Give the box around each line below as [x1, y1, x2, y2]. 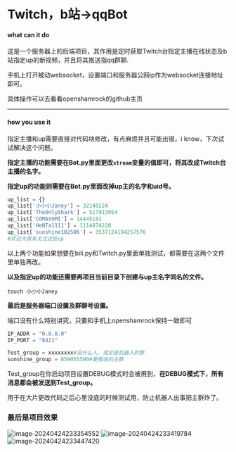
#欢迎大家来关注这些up [7, 235, 65, 242]
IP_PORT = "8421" [7, 337, 58, 344]
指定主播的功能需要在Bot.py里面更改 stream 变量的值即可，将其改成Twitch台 [7, 158, 226, 166]
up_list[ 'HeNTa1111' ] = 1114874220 [7, 222, 112, 230]
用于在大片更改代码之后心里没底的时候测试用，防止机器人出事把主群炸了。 [7, 394, 223, 402]
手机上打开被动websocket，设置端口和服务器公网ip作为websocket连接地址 [7, 71, 223, 80]
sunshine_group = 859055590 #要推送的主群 [7, 356, 124, 363]
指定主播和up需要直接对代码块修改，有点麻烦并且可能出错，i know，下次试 [7, 134, 225, 143]
